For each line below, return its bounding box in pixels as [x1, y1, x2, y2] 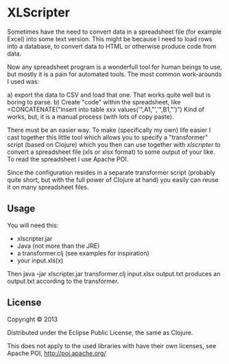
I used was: [7, 77, 40, 85]
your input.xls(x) [16, 256, 64, 264]
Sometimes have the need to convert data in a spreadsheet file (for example [7, 27, 222, 36]
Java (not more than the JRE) [16, 242, 100, 250]
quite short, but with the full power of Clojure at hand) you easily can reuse [7, 175, 219, 183]
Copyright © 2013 [7, 315, 58, 323]
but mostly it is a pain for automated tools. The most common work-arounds [7, 70, 222, 78]
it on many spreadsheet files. [7, 183, 89, 191]
